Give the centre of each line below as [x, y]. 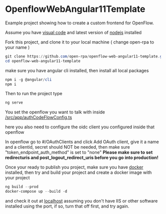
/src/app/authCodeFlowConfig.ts [39, 117]
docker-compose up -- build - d [36, 192]
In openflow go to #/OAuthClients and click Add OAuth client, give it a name [82, 142]
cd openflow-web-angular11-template [43, 61]
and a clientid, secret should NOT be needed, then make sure [67, 147]
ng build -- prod [22, 187]
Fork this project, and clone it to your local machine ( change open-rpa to [80, 42]
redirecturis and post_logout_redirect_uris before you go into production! [82, 158]
